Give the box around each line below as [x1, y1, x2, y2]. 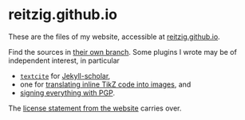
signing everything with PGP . [19, 87, 116, 97]
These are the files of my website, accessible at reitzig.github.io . [8, 32, 221, 41]
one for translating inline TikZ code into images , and [19, 79, 192, 89]
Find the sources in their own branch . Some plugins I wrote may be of [8, 47, 237, 56]
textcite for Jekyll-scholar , [19, 71, 111, 80]
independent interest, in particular [8, 56, 120, 65]
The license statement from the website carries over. [8, 103, 182, 113]
